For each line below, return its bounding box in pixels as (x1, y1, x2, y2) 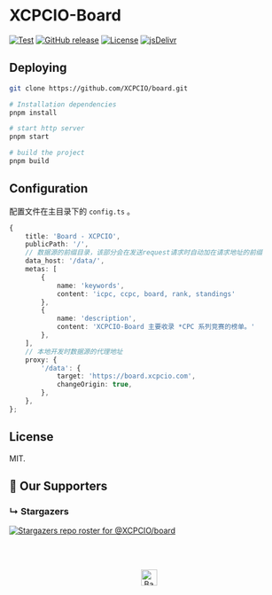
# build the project (9, 148, 86, 158)
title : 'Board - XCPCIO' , (25, 231, 121, 240)
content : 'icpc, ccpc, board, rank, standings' (56, 289, 237, 298)
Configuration (9, 181, 89, 196)
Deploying (9, 60, 67, 75)
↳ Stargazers (9, 505, 69, 517)
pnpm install (9, 108, 58, 117)
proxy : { (25, 356, 58, 364)
